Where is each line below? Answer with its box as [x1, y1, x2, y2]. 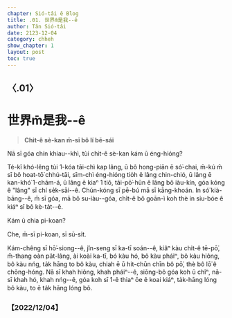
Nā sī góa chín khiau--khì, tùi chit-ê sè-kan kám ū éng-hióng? [7, 149, 183, 158]
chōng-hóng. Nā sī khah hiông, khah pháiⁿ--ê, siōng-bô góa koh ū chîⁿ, [7, 268, 211, 277]
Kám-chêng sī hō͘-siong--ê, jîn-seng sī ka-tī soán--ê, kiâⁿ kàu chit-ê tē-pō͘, [7, 244, 220, 252]
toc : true [7, 55, 36, 62]
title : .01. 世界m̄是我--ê [7, 17, 78, 24]
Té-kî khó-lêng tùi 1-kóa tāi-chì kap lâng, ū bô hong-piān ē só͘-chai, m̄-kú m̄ [7, 163, 223, 171]
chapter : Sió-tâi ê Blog [7, 10, 79, 17]
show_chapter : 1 [7, 42, 54, 49]
